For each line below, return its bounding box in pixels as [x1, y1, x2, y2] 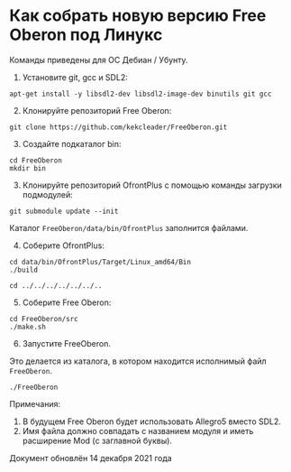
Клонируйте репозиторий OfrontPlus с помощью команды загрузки [22, 180, 282, 190]
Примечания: [9, 398, 61, 409]
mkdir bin [9, 163, 47, 172]
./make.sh [9, 322, 47, 331]
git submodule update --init [9, 207, 119, 216]
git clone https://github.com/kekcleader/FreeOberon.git [9, 123, 228, 132]
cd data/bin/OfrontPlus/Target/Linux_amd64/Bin [9, 257, 192, 266]
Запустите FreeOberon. [22, 338, 111, 348]
